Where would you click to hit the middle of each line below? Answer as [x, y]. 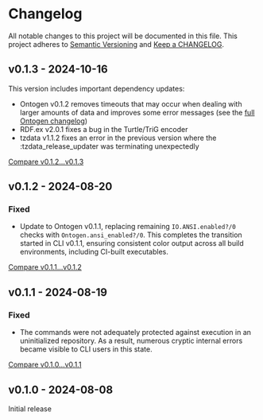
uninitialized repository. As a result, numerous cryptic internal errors [131, 341]
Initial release [30, 408]
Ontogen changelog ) [54, 121]
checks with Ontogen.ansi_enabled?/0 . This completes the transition [131, 235]
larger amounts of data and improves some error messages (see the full [137, 112]
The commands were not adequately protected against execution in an [135, 332]
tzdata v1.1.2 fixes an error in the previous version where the [118, 138]
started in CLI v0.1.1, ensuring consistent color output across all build [131, 243]
